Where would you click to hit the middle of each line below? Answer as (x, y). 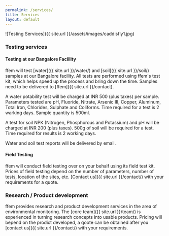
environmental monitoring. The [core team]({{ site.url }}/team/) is (73, 212)
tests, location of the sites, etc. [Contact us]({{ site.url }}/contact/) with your (84, 177)
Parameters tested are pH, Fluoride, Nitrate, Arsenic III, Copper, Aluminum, (83, 102)
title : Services (22, 15)
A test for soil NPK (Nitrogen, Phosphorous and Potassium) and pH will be (82, 122)
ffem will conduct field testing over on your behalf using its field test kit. (80, 166)
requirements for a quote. (32, 182)
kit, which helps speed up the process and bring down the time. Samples (81, 81)
